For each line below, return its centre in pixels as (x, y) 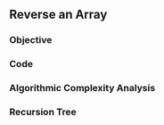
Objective (31, 40)
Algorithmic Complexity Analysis (82, 88)
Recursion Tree (43, 112)
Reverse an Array (58, 15)
